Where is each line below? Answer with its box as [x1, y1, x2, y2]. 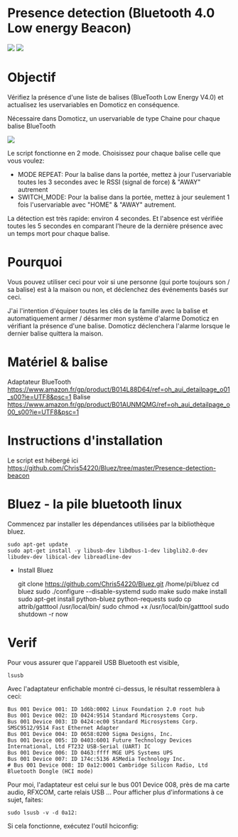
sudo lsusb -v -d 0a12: [7, 809, 78, 816]
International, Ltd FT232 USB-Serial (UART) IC [7, 742, 151, 750]
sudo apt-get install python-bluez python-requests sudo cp [17, 595, 192, 603]
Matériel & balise [7, 354, 109, 370]
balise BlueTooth [7, 121, 56, 130]
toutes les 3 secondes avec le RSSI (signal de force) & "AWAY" [17, 178, 201, 186]
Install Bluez [17, 566, 53, 574]
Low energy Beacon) [7, 20, 132, 36]
